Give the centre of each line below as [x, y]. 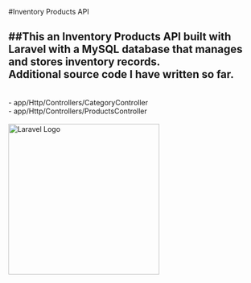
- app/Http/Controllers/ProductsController [78, 111]
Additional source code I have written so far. [121, 74]
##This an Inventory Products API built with [120, 37]
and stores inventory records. [84, 62]
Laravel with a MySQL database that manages [125, 49]
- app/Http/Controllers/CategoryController [78, 102]
